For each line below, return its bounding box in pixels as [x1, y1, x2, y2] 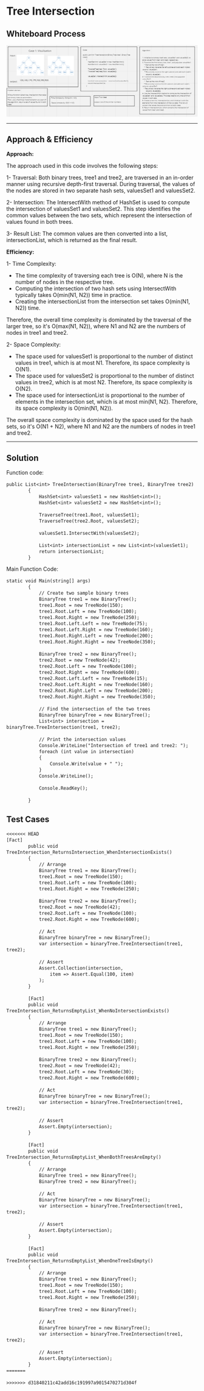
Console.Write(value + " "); [49, 761, 123, 767]
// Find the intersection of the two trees [38, 706, 151, 712]
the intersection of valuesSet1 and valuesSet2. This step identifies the [6, 206, 181, 213]
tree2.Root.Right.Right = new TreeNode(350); [38, 694, 156, 700]
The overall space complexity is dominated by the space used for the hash [6, 417, 193, 424]
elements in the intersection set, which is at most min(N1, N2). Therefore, [15, 398, 198, 406]
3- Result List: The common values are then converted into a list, [6, 230, 168, 237]
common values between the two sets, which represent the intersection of [6, 212, 192, 219]
